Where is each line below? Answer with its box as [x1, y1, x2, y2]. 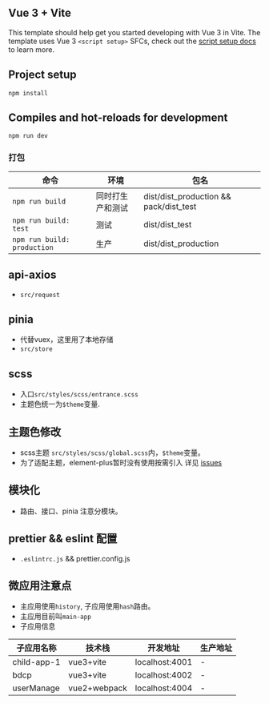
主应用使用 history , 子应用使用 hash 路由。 [19, 601, 155, 611]
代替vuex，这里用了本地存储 [19, 335, 114, 344]
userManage [12, 682, 60, 694]
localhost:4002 [134, 670, 193, 681]
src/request [19, 291, 60, 299]
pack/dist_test [143, 200, 197, 211]
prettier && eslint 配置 [8, 532, 118, 545]
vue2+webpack [67, 682, 128, 694]
